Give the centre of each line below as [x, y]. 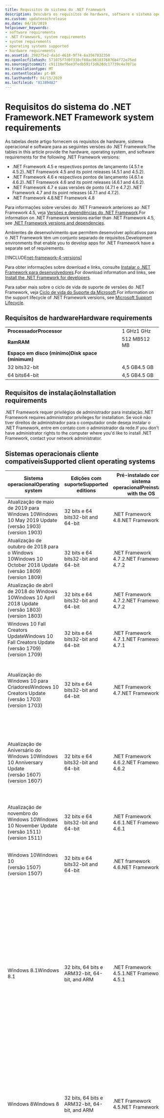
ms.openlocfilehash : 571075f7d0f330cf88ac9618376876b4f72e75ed [71, 60]
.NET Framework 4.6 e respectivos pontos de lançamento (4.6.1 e [78, 177]
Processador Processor [35, 331]
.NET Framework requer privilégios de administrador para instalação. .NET [79, 412]
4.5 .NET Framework [136, 1107]
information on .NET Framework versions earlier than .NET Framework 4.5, [80, 218]
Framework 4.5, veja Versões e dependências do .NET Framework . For [75, 212]
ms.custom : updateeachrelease [36, 19]
